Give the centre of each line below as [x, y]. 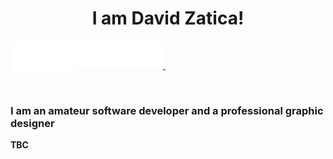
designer [32, 123]
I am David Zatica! [168, 18]
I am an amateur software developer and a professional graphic [167, 110]
